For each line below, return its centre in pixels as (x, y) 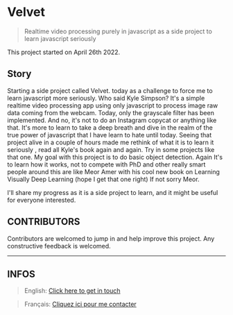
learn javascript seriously (60, 38)
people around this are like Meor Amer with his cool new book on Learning (114, 171)
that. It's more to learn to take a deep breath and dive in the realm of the (110, 127)
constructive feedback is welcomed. (59, 246)
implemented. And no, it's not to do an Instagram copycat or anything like (112, 120)
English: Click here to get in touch (72, 291)
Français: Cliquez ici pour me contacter (80, 304)
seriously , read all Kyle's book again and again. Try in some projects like (111, 149)
